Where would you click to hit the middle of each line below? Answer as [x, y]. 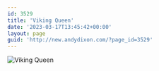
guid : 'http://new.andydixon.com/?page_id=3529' [80, 40]
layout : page [26, 33]
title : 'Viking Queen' [41, 20]
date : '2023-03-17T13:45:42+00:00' [60, 27]
